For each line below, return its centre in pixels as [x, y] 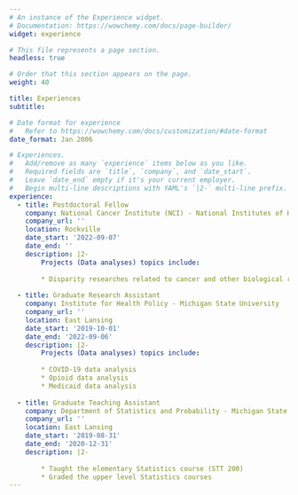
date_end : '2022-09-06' [69, 337]
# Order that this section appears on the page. [101, 75]
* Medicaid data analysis [89, 386]
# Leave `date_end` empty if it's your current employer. [123, 180]
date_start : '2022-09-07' [73, 238]
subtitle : [27, 106]
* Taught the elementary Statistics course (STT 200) [142, 468]
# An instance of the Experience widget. [87, 17]
